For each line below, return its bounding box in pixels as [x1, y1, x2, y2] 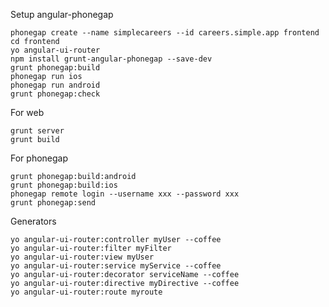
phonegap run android [10, 80, 101, 90]
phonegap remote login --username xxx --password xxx [10, 189, 240, 199]
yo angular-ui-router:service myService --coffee [10, 261, 222, 271]
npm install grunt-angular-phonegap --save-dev [10, 54, 213, 64]
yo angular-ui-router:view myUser [10, 252, 155, 262]
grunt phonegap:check [10, 89, 101, 99]
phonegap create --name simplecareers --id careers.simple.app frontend [10, 28, 320, 38]
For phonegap [10, 152, 69, 164]
